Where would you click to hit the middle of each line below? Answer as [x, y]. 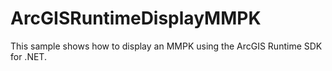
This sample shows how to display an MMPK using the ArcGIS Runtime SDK [166, 46]
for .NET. [28, 56]
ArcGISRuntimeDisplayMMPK [136, 18]
